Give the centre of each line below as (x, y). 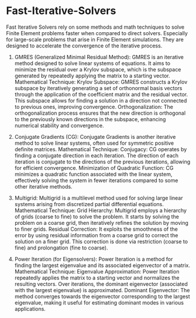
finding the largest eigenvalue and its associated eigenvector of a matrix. (102, 265)
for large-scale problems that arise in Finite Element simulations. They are (95, 39)
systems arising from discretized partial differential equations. (89, 204)
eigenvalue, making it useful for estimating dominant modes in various (99, 302)
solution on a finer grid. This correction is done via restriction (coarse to (101, 241)
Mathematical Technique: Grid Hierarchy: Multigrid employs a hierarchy (101, 210)
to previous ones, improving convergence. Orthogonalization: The (94, 107)
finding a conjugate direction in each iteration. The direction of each (97, 155)
